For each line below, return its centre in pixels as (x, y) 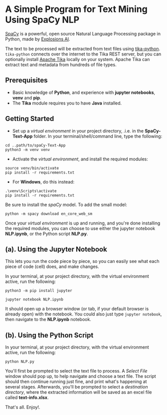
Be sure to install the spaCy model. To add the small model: (66, 204)
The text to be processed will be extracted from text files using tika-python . (83, 48)
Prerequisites (26, 80)
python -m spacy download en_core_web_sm (49, 213)
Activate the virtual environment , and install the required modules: (80, 159)
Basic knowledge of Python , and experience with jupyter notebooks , (84, 92)
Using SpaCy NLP (42, 20)
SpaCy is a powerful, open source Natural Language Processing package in (83, 33)
